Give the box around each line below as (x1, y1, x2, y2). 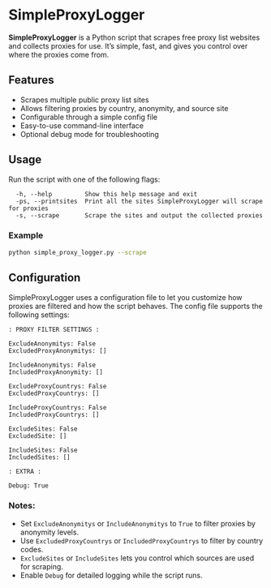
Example (8, 230, 44, 241)
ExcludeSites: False (8, 424, 79, 433)
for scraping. (19, 561, 63, 571)
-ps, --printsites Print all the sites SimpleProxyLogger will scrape (15, 197, 264, 205)
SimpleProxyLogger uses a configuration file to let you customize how (8, 292, 243, 302)
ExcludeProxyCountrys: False (8, 382, 107, 390)
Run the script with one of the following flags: (8, 174, 161, 184)
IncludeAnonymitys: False (8, 361, 96, 369)
